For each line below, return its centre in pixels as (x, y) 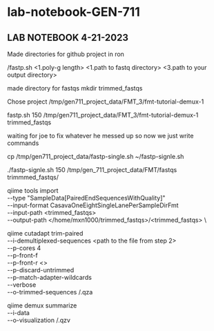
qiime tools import (33, 190)
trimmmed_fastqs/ (33, 177)
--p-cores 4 (24, 248)
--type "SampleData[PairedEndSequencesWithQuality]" (86, 198)
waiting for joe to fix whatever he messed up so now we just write (100, 136)
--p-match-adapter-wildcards (49, 277)
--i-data (18, 313)
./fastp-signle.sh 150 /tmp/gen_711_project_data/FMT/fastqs (92, 170)
